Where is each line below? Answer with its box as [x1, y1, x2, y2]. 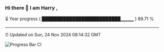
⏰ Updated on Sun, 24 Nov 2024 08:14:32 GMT [5, 32, 101, 38]
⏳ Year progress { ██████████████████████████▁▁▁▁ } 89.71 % [5, 16, 154, 22]
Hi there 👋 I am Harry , [5, 4, 58, 11]
